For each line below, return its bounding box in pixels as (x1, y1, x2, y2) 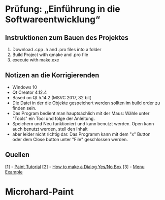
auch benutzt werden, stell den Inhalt (12, 126, 88, 132)
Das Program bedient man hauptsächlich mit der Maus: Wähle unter (12, 110, 150, 116)
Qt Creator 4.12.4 (12, 89, 47, 95)
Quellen (5, 151, 30, 159)
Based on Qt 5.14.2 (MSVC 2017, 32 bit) (12, 94, 92, 100)
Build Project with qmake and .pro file (12, 52, 89, 57)
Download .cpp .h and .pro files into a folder (12, 47, 102, 52)
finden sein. (12, 105, 36, 111)
